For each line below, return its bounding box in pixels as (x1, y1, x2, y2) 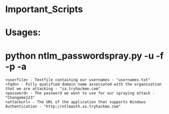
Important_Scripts (5, 4, 83, 15)
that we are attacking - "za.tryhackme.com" (5, 86, 101, 92)
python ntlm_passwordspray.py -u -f (5, 50, 164, 61)
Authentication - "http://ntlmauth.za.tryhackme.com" (5, 104, 121, 109)
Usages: (5, 27, 41, 39)
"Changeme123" (5, 95, 35, 100)
